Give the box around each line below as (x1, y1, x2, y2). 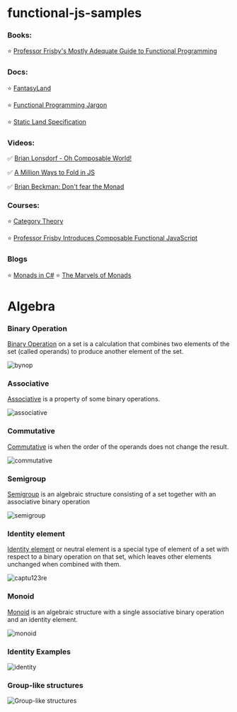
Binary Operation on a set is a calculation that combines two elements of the (7, 340, 230, 348)
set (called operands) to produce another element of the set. (7, 347, 184, 356)
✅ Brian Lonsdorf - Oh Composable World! (7, 154, 132, 162)
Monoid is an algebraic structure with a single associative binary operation (7, 608, 224, 616)
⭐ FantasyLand (7, 84, 52, 92)
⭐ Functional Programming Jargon (7, 101, 108, 109)
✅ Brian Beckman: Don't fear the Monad (7, 182, 125, 191)
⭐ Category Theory (7, 217, 64, 226)
